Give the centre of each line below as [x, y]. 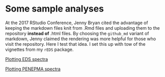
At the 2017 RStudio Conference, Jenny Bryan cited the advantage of [77, 23]
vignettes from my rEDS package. [39, 49]
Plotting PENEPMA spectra [33, 69]
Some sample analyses [55, 9]
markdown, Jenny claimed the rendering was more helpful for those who [80, 39]
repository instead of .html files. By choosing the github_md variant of [77, 33]
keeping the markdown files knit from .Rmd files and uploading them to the [82, 28]
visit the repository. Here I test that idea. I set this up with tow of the [75, 44]
